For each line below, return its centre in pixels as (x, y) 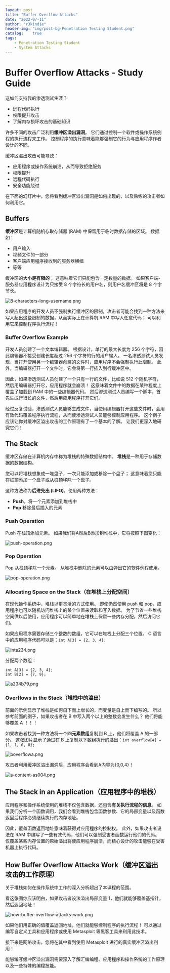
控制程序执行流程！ (38, 324)
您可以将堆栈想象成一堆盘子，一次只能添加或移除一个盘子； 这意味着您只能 (83, 474)
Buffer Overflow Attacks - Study (74, 73)
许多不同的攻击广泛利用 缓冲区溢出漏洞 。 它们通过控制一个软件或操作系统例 (83, 132)
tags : (11, 38)
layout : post (19, 10)
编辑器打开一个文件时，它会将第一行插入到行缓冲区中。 (76, 368)
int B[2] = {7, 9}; (26, 674)
